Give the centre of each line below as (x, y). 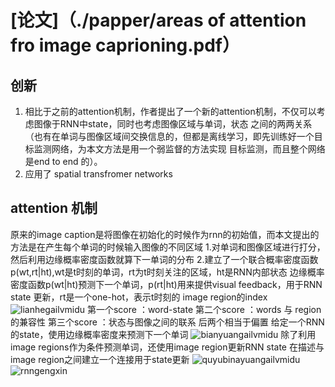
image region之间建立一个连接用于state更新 (100, 359)
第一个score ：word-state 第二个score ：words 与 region (204, 309)
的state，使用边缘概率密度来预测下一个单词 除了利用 (163, 334)
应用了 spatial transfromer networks (98, 174)
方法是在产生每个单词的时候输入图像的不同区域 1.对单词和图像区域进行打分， (168, 247)
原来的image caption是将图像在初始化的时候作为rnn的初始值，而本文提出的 (165, 234)
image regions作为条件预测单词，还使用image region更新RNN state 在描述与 (167, 347)
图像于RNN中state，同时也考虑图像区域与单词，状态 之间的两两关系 (173, 124)
